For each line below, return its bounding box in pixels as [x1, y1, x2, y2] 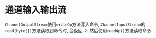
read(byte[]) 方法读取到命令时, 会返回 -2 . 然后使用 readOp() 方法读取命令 [5, 27, 151, 33]
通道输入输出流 [5, 4, 67, 16]
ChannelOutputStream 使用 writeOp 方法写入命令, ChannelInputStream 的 [5, 21, 146, 27]
